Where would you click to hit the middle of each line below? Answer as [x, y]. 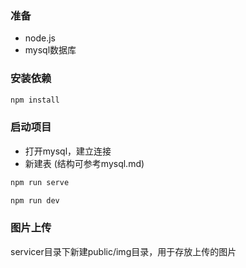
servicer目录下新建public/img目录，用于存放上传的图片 [123, 251]
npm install [35, 100]
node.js [40, 38]
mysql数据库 [50, 50]
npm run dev [35, 200]
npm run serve [40, 182]
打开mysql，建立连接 [68, 151]
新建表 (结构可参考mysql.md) [84, 163]
